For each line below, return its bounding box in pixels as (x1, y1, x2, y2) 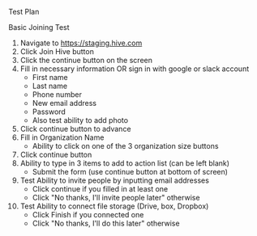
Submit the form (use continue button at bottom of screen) (32, 167, 229, 176)
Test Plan (8, 7, 40, 16)
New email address (32, 99, 97, 107)
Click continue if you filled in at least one (32, 184, 169, 193)
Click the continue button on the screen (19, 56, 152, 65)
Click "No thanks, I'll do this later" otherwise (32, 218, 180, 228)
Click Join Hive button (19, 47, 95, 56)
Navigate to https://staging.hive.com (19, 38, 143, 48)
